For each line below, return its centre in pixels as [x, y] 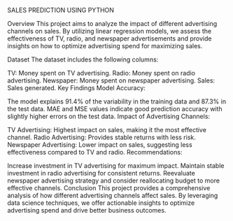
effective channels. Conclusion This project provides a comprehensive [109, 188]
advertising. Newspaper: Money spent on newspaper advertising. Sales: [111, 80]
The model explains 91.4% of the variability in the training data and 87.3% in [116, 101]
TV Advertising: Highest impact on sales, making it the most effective [107, 130]
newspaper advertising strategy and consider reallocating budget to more [114, 180]
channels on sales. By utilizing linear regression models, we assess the [110, 31]
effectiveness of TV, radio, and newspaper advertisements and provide [110, 38]
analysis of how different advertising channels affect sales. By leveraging [113, 195]
